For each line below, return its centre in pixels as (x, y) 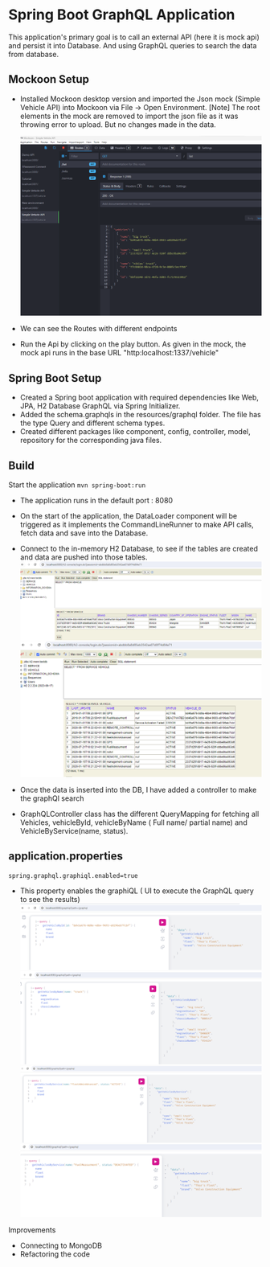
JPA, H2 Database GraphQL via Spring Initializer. (100, 406)
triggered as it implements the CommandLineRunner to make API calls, (137, 525)
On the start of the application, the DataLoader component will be (129, 516)
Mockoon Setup (49, 79)
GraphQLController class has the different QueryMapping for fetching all (139, 814)
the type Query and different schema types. (92, 423)
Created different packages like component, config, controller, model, (135, 432)
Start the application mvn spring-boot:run (77, 485)
